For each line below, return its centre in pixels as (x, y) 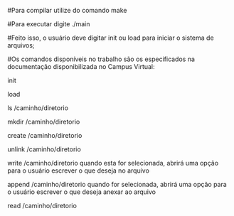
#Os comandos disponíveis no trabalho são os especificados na (101, 59)
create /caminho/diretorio (45, 135)
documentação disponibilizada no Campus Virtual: (81, 66)
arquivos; (21, 45)
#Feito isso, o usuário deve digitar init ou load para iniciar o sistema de (111, 38)
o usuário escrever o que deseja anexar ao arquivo (82, 192)
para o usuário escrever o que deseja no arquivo (78, 171)
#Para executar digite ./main (49, 24)
